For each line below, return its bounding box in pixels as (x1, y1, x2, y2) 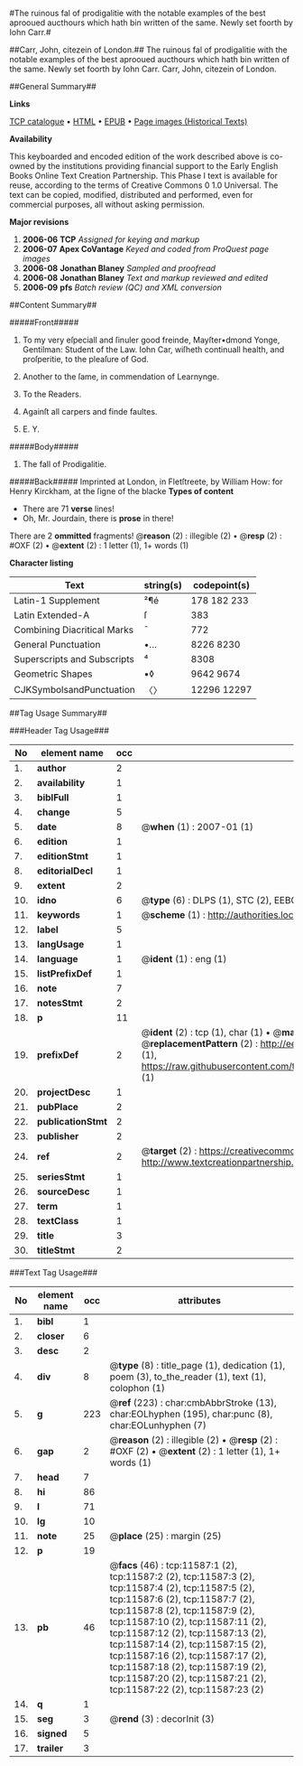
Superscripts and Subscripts (14, 653, 135, 665)
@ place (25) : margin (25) (109, 1530, 223, 1542)
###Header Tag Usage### (9, 725, 110, 735)
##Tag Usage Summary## (9, 708, 108, 718)
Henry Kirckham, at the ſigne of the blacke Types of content (9, 486, 234, 496)
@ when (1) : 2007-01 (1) (141, 821, 254, 833)
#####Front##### (9, 317, 79, 328)
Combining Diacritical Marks (14, 623, 133, 636)
